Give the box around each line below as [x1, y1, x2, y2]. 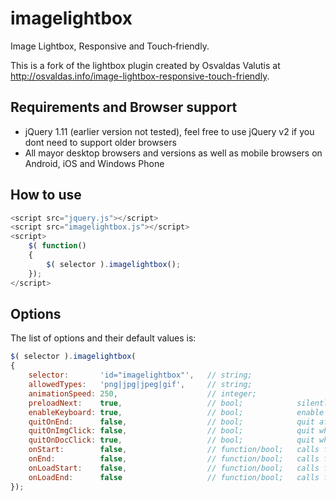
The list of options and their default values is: [10, 332, 197, 344]
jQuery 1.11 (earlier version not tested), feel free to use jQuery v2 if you [24, 125, 315, 137]
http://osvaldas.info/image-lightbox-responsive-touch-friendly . [10, 70, 270, 82]
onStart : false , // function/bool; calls [28, 445, 320, 455]
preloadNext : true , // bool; [28, 398, 244, 408]
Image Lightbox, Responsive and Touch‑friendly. [10, 40, 210, 52]
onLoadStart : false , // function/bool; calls [28, 463, 320, 473]
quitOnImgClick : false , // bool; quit [28, 426, 315, 436]
